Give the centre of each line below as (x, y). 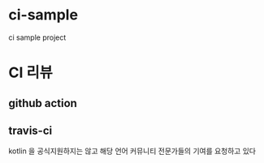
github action (43, 103)
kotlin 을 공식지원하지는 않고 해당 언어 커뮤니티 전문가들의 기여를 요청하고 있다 (132, 151)
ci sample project (37, 37)
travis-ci (30, 130)
